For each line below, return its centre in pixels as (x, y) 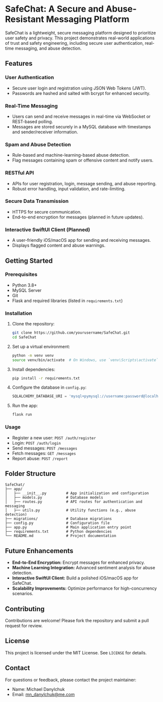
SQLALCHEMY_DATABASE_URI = (39, 396)
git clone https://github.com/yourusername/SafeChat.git (71, 333)
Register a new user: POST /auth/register (54, 438)
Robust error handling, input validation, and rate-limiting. (69, 189)
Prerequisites (21, 274)
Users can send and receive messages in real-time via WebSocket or (81, 116)
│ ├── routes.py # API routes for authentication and (74, 502)
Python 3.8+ (25, 285)
